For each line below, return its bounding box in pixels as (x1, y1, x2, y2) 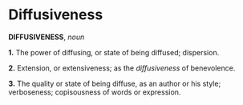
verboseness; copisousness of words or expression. (8, 87, 181, 97)
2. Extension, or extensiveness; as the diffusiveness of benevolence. (8, 63, 236, 73)
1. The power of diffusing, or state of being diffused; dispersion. (8, 47, 220, 57)
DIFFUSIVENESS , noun (8, 32, 85, 42)
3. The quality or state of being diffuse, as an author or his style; (8, 79, 221, 88)
